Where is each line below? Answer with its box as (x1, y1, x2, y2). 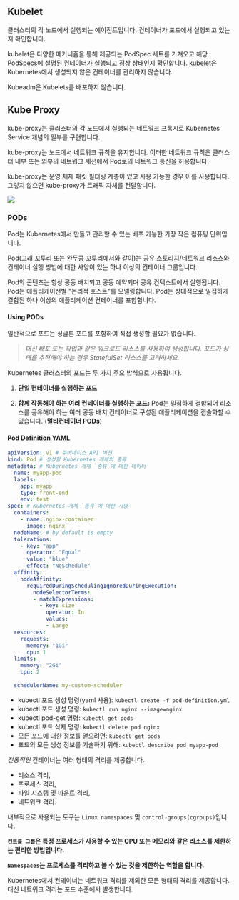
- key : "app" (20, 542, 59, 549)
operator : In (45, 609, 84, 616)
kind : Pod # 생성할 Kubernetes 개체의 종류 (7, 456, 127, 464)
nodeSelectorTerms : (33, 589, 91, 596)
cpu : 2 (20, 669, 40, 676)
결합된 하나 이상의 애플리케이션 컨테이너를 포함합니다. (7, 296, 156, 304)
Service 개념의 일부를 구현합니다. (7, 132, 101, 141)
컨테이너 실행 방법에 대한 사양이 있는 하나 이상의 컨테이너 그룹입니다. (7, 262, 198, 271)
